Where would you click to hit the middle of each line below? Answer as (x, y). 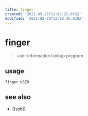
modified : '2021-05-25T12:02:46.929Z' (44, 18)
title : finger (19, 9)
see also (18, 97)
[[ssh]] (19, 109)
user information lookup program (50, 56)
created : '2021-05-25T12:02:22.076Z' (43, 14)
